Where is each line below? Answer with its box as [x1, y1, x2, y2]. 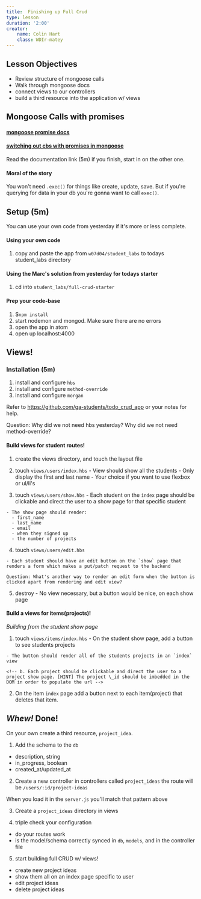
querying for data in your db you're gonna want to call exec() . [6, 189, 159, 196]
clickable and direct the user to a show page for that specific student [14, 497, 186, 505]
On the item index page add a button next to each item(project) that [14, 689, 182, 697]
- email [11, 525, 31, 531]
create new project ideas [14, 866, 77, 874]
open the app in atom [14, 323, 68, 331]
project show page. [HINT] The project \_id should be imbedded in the [6, 674, 190, 680]
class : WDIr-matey [17, 37, 63, 43]
